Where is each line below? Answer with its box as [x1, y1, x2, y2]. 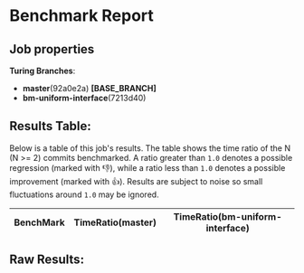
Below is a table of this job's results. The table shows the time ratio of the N [9, 142, 291, 154]
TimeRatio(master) [73, 216, 157, 229]
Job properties [9, 42, 95, 57]
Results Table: [9, 118, 92, 134]
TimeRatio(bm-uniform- [173, 210, 282, 222]
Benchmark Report [9, 5, 154, 26]
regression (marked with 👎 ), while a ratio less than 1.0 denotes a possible [9, 162, 286, 173]
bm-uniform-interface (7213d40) [22, 92, 147, 103]
